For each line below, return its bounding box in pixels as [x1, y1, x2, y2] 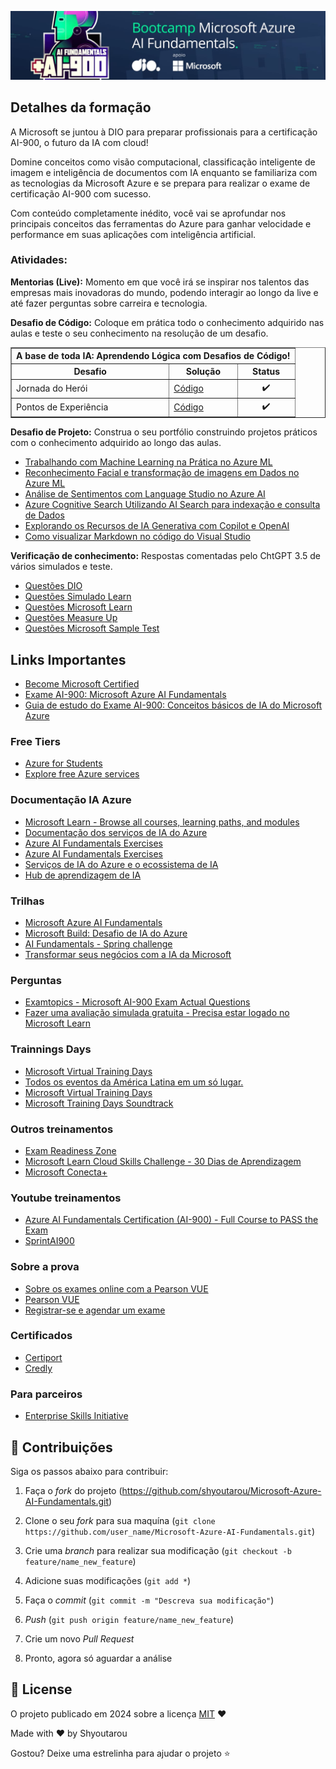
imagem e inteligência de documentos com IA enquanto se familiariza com [10, 166, 318, 178]
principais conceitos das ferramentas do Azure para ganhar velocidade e [10, 217, 312, 230]
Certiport [24, 1351, 63, 1363]
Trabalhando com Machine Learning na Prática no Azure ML [24, 456, 273, 468]
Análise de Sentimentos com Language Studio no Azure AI [24, 488, 266, 500]
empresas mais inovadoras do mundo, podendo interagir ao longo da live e [10, 286, 319, 298]
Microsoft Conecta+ [24, 1166, 108, 1178]
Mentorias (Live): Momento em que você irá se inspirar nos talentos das [10, 276, 310, 288]
